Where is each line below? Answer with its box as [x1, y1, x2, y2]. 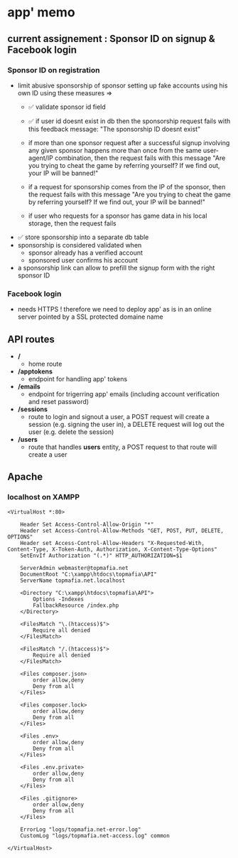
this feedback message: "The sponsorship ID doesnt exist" [28, 125, 201, 133]
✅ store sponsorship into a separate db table [17, 233, 149, 241]
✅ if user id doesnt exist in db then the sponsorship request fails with [28, 117, 231, 125]
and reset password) [28, 397, 90, 406]
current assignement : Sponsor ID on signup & [7, 33, 215, 45]
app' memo [7, 4, 76, 21]
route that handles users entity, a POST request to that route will [28, 443, 217, 451]
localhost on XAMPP [7, 492, 80, 502]
